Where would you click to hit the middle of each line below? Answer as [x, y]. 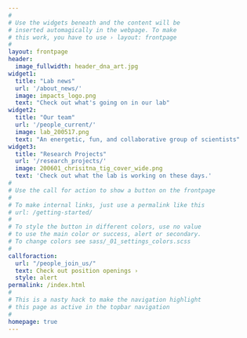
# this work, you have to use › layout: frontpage [93, 37]
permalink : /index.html [47, 285]
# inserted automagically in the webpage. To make [93, 30]
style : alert [36, 278]
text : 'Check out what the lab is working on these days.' [114, 176]
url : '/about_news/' [49, 88]
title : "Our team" [45, 118]
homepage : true [33, 322]
